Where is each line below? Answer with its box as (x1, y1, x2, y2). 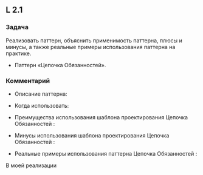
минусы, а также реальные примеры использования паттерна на (5, 43, 176, 50)
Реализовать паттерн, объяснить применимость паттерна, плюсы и (5, 36, 183, 44)
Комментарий (5, 76, 50, 85)
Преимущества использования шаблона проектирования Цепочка (14, 113, 188, 121)
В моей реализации (5, 162, 57, 169)
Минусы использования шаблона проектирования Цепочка (14, 131, 170, 139)
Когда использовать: (14, 102, 69, 109)
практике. (5, 50, 32, 57)
